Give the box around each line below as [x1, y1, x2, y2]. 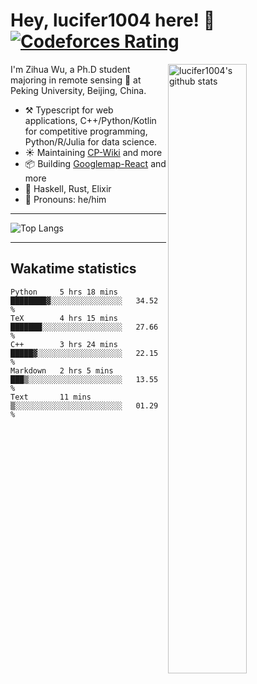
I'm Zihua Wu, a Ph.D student [10, 63, 131, 75]
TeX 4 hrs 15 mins [10, 313, 118, 323]
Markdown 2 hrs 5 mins [10, 365, 114, 376]
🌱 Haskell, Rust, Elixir [24, 182, 112, 194]
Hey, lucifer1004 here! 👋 [10, 9, 216, 32]
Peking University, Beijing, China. [10, 84, 147, 96]
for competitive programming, [24, 125, 148, 137]
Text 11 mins [10, 392, 92, 402]
